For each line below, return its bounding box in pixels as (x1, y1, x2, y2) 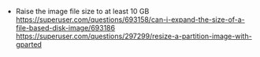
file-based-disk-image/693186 (15, 23, 116, 32)
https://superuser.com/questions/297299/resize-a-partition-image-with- (15, 31, 252, 41)
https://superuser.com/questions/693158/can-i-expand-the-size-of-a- (15, 15, 246, 24)
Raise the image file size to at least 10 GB (15, 7, 150, 16)
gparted (15, 40, 42, 49)
